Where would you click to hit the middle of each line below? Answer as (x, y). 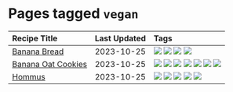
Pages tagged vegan (73, 14)
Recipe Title (35, 38)
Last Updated (120, 38)
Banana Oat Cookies (50, 64)
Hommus (29, 76)
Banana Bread (38, 51)
